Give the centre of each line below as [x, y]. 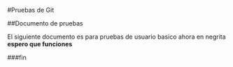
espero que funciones [40, 44]
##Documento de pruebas [45, 23]
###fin [17, 57]
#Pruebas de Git [31, 10]
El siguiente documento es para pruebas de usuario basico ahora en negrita [116, 37]
